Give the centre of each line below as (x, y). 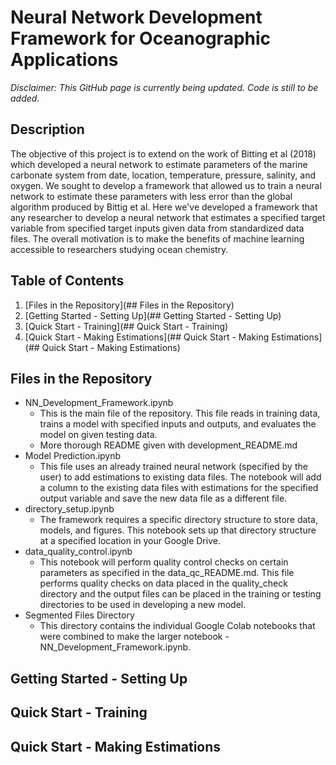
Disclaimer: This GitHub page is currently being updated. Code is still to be (164, 87)
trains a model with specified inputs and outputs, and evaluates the (178, 424)
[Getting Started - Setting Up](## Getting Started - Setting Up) (153, 315)
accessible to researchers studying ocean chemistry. (119, 249)
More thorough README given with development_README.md (168, 445)
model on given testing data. (98, 435)
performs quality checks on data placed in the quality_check (163, 583)
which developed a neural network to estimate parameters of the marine (159, 164)
